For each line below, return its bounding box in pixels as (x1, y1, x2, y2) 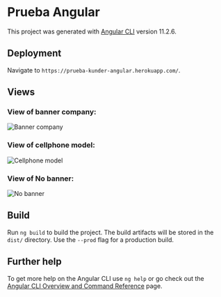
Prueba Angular (7, 4, 101, 20)
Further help (7, 256, 63, 268)
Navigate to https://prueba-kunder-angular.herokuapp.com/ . (7, 66, 181, 74)
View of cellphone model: (7, 140, 95, 150)
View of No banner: (7, 174, 74, 183)
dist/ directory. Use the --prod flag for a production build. (7, 235, 174, 244)
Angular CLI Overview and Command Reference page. (7, 282, 163, 290)
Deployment (7, 47, 62, 59)
